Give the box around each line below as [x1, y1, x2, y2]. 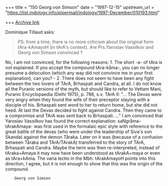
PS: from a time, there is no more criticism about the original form [17, 39, 154, 45]
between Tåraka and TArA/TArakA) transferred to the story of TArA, [5, 139, 145, 145]
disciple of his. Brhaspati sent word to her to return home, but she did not [5, 102, 158, 108]
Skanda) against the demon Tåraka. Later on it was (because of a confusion [5, 134, 163, 140]
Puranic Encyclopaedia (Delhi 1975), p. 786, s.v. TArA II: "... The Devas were [5, 91, 162, 97]
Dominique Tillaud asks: [5, 29, 55, 35]
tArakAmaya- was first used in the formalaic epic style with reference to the [5, 123, 163, 129]
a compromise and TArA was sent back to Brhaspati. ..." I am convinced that [5, 113, 163, 119]
